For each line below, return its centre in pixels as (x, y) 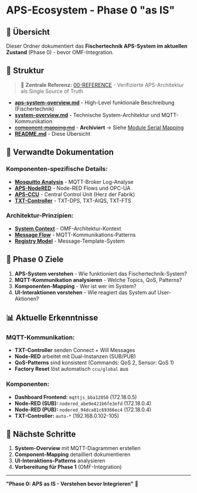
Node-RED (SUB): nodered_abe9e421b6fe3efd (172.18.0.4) (83, 403)
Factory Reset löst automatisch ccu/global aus (72, 369)
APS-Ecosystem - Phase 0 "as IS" (90, 10)
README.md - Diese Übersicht (52, 133)
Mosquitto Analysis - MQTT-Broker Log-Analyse (74, 182)
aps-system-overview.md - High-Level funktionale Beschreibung (94, 102)
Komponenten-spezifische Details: (57, 169)
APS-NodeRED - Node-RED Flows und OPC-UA (72, 188)
